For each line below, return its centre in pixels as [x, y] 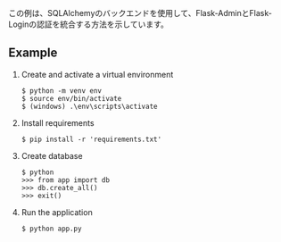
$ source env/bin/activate [71, 98]
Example [33, 53]
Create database [52, 155]
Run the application [57, 212]
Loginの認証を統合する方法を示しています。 [88, 24]
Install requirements [58, 122]
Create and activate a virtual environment [97, 74]
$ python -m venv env [61, 91]
